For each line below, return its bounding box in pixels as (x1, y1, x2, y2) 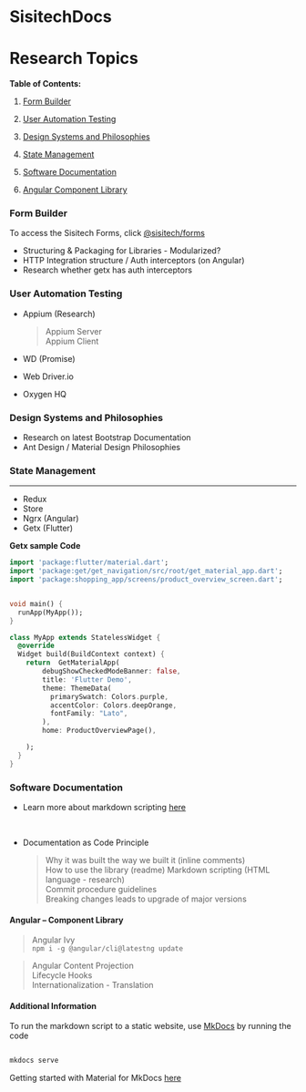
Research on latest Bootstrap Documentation (22, 432, 191, 443)
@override (17, 641, 55, 651)
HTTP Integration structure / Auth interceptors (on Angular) (22, 255, 245, 266)
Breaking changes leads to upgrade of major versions (45, 893, 248, 904)
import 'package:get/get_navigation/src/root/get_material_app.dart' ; (9, 567, 283, 576)
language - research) (45, 873, 126, 885)
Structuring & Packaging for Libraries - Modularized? (22, 245, 221, 256)
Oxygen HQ (22, 388, 66, 399)
